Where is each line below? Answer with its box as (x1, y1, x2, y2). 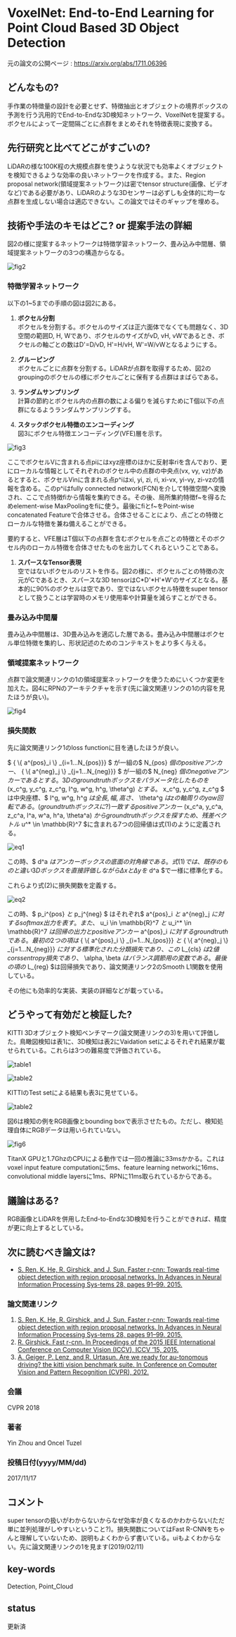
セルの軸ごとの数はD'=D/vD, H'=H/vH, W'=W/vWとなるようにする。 (23, 340, 221, 349)
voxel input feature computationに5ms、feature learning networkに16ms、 (7, 1163, 223, 1172)
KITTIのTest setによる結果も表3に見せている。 (7, 1089, 142, 1097)
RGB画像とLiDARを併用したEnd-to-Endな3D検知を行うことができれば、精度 (7, 1215, 227, 1223)
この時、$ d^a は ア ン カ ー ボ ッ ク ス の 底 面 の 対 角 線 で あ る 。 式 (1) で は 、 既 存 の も (7, 857, 228, 865)
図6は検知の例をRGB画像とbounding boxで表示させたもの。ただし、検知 (7, 1117, 218, 1126)
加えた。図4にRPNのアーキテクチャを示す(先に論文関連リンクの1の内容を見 (7, 684, 225, 693)
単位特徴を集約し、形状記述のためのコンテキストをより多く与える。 (13, 639, 210, 647)
